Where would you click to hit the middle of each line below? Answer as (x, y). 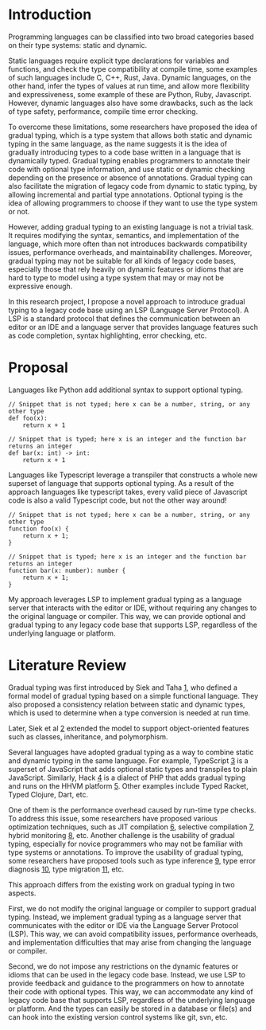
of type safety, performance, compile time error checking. (103, 111)
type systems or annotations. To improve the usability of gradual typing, (126, 852)
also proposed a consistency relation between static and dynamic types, (127, 704)
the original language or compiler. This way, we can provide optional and (127, 616)
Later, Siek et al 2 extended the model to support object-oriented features (129, 728)
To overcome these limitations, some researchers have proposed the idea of (133, 127)
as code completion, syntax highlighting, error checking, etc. (108, 335)
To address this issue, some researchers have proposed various (113, 818)
